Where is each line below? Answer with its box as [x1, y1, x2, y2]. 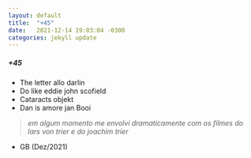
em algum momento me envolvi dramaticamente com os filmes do [27, 118, 243, 128]
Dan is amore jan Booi [19, 103, 92, 113]
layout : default [8, 11, 62, 20]
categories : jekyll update [8, 33, 97, 42]
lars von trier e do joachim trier [27, 127, 129, 137]
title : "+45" [8, 19, 55, 27]
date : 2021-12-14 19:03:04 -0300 [8, 26, 126, 34]
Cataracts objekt [19, 95, 74, 104]
